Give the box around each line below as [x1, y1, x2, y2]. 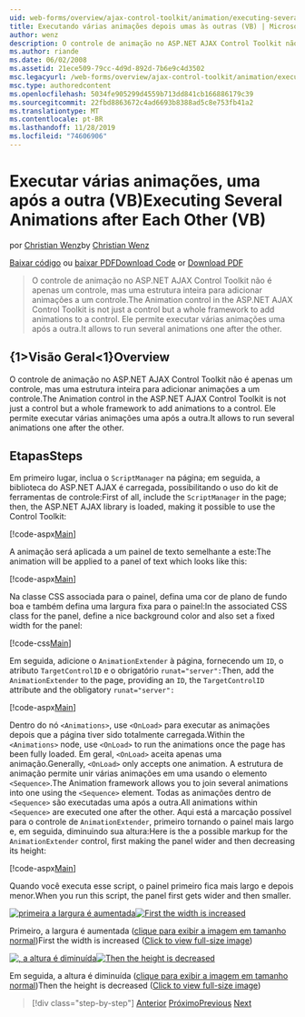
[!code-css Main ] [9, 638, 72, 649]
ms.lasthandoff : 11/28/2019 [9, 124, 116, 133]
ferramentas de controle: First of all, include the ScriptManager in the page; [9, 492, 288, 503]
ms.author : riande [9, 47, 79, 56]
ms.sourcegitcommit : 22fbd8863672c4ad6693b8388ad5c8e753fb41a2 [9, 97, 254, 107]
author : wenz [9, 30, 59, 39]
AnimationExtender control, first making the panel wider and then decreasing [9, 836, 295, 847]
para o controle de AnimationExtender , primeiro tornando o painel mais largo [9, 816, 294, 828]
